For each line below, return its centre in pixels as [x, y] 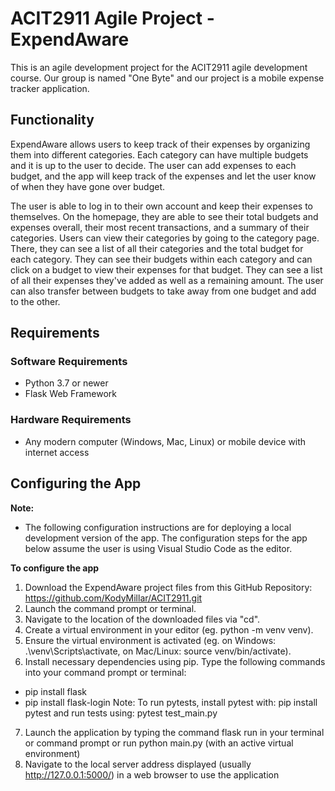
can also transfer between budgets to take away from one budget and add [163, 291]
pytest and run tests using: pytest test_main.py [121, 713]
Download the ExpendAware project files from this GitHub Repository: [168, 587]
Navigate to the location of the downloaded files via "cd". [142, 619]
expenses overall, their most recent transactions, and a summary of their [160, 227]
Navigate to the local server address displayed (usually [138, 764]
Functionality [52, 120]
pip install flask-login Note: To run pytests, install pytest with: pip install [171, 702]
